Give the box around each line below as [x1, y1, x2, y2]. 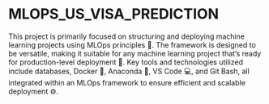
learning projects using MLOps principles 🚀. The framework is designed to [8, 40, 257, 49]
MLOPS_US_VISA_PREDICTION [8, 5, 219, 23]
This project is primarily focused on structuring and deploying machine [8, 31, 246, 41]
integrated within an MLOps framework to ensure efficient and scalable [8, 77, 246, 87]
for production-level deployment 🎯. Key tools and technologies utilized [8, 57, 243, 67]
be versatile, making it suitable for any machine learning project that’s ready [8, 48, 262, 58]
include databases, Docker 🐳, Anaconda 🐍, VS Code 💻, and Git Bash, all [8, 66, 250, 76]
